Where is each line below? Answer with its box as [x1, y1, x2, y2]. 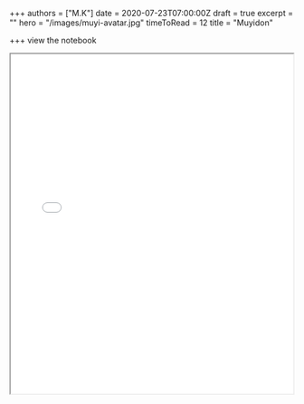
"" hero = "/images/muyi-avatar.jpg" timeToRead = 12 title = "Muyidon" [9, 17, 273, 28]
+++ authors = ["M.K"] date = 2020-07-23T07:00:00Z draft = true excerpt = [9, 8, 294, 18]
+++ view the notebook [9, 35, 97, 45]
